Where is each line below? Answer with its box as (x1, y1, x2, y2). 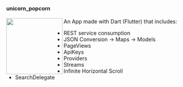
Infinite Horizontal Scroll (64, 67, 123, 74)
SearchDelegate (14, 74, 55, 81)
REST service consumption (64, 30, 131, 37)
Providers (64, 55, 88, 62)
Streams (64, 61, 85, 69)
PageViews (64, 42, 91, 49)
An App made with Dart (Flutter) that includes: (64, 18, 178, 25)
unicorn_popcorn (6, 5, 51, 12)
